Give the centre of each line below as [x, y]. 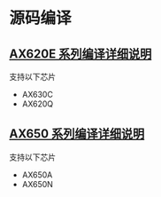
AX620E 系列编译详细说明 [80, 54]
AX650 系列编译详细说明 [77, 134]
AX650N [37, 184]
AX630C [37, 95]
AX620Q [38, 104]
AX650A [37, 175]
